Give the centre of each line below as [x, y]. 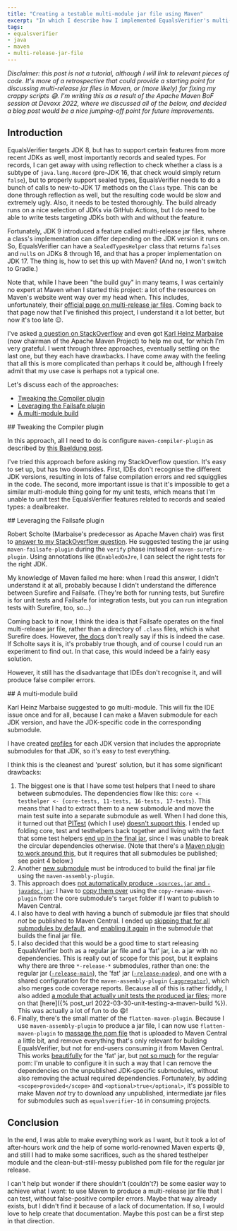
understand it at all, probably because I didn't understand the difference [112, 585]
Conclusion [33, 1123]
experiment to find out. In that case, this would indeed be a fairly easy [109, 651]
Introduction [35, 133]
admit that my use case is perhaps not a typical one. [83, 370]
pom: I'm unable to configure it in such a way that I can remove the [115, 1063]
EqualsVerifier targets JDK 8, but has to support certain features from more [116, 150]
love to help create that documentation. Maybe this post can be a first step [116, 1213]
